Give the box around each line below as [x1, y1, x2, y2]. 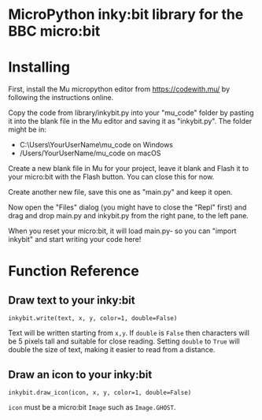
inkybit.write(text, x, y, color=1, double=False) [8, 314, 178, 322]
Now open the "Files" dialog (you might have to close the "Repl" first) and [8, 203, 247, 212]
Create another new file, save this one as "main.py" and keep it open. [8, 188, 233, 197]
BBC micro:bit [8, 22, 101, 40]
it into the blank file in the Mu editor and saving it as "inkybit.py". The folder [8, 117, 253, 126]
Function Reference [8, 262, 139, 281]
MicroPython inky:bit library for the [8, 6, 244, 24]
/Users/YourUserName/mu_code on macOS [19, 148, 161, 158]
